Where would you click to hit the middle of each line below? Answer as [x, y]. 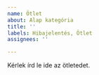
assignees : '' [28, 40]
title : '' [22, 26]
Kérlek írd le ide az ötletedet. [49, 65]
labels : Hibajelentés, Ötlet [50, 33]
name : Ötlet [25, 14]
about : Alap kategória [40, 20]
